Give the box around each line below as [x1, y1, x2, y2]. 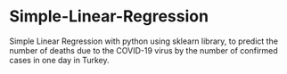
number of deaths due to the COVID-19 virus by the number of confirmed [9, 45, 278, 55]
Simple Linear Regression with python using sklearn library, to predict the [9, 36, 279, 46]
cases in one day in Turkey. [9, 54, 110, 65]
